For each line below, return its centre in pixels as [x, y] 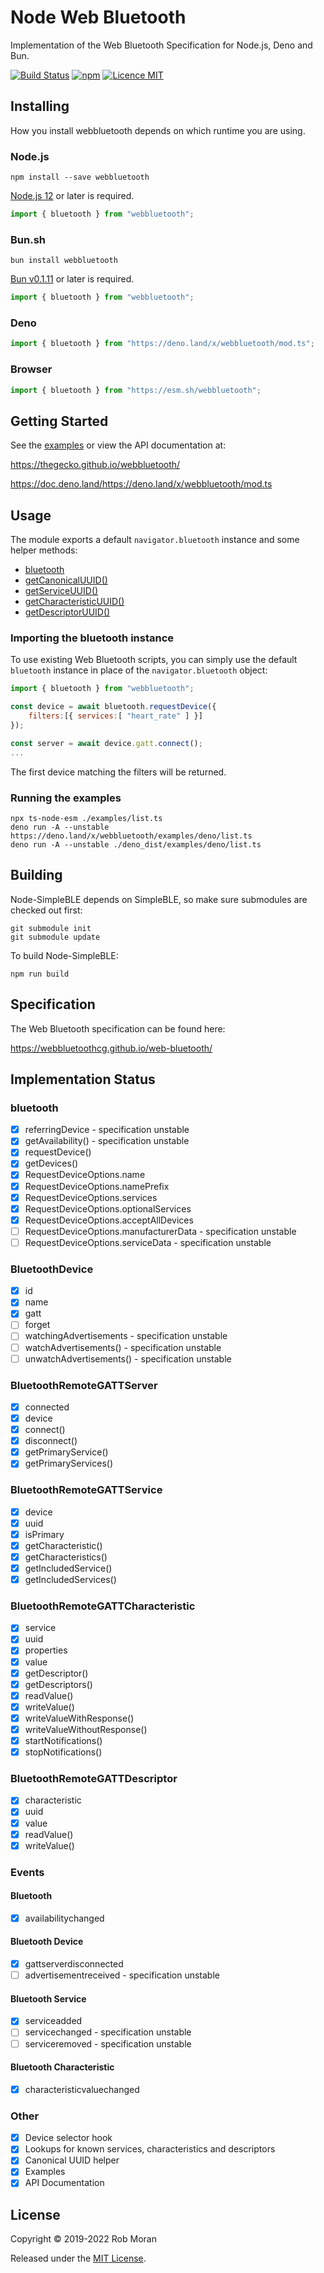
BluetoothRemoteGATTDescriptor [94, 1779]
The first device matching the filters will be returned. [118, 772]
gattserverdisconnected [74, 1964]
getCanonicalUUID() [66, 580]
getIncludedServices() [70, 1579]
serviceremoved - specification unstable [108, 2043]
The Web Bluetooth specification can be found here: [118, 1028]
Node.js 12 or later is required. [72, 196]
